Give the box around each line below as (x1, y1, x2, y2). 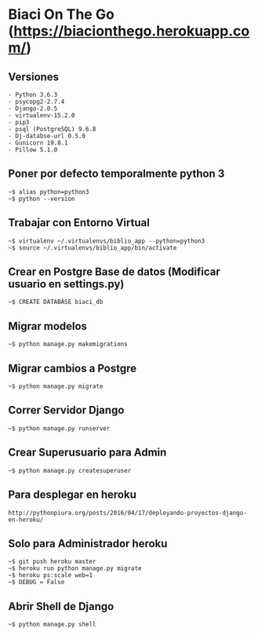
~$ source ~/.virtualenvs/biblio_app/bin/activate (8, 243, 177, 252)
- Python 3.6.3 (8, 91, 58, 99)
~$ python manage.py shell (8, 620, 96, 629)
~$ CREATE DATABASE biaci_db (8, 298, 104, 306)
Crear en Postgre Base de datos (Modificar (8, 265, 221, 279)
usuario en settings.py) (8, 277, 125, 291)
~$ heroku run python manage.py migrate (8, 565, 143, 572)
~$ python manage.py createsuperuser (8, 466, 132, 474)
